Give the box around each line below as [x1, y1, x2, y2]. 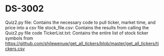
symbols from [5, 35, 34, 41]
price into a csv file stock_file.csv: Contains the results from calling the [5, 24, 149, 30]
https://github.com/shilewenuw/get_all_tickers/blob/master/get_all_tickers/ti [5, 40, 159, 46]
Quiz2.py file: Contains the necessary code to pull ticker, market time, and [5, 19, 156, 25]
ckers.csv [5, 46, 25, 52]
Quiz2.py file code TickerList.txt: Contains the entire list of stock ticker [5, 30, 149, 36]
